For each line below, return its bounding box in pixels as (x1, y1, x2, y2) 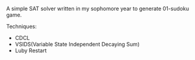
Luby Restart (14, 47, 47, 54)
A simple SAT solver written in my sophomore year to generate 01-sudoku (6, 5, 190, 12)
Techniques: (6, 23, 37, 30)
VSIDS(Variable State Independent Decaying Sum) (14, 41, 140, 48)
